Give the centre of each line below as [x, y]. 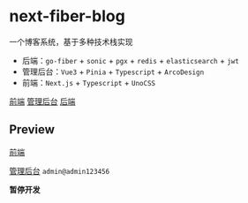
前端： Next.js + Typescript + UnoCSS [89, 82]
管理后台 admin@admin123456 [60, 170]
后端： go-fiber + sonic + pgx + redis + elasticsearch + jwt [131, 60]
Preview [32, 130]
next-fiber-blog [67, 16]
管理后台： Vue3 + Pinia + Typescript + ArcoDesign [113, 71]
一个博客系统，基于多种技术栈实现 [71, 41]
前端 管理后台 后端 [42, 101]
